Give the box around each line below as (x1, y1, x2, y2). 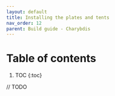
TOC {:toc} (15, 72, 42, 79)
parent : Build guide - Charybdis (6, 25, 91, 32)
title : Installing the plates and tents (6, 14, 110, 21)
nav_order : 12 (6, 20, 42, 26)
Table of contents (6, 52, 97, 65)
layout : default (6, 8, 47, 15)
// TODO (6, 83, 27, 91)
